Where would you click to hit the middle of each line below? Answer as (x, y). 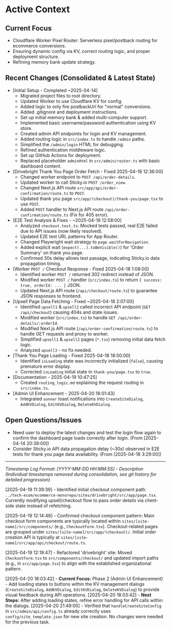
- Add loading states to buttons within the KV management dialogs (75, 584)
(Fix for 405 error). (89, 214)
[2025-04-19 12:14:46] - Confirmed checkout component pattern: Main (80, 515)
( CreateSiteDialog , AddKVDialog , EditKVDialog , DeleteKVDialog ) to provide (82, 589)
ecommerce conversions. (39, 46)
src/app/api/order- (98, 188)
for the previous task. (27, 622)
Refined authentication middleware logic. (63, 150)
